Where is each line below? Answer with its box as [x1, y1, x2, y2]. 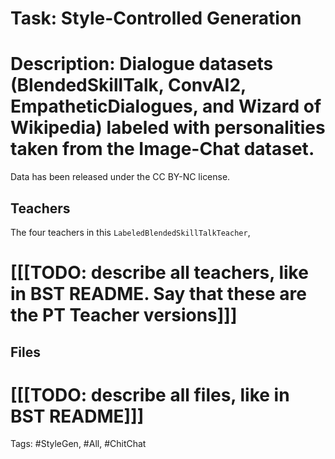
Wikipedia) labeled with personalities [10, 117, 326, 139]
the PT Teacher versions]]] [10, 304, 238, 327]
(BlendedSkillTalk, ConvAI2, [10, 74, 247, 97]
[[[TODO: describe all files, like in [10, 383, 290, 406]
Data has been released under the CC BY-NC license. [10, 171, 231, 183]
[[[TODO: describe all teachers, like [10, 262, 309, 284]
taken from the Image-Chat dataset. [10, 138, 315, 161]
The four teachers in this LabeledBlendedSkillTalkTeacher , [10, 226, 251, 238]
